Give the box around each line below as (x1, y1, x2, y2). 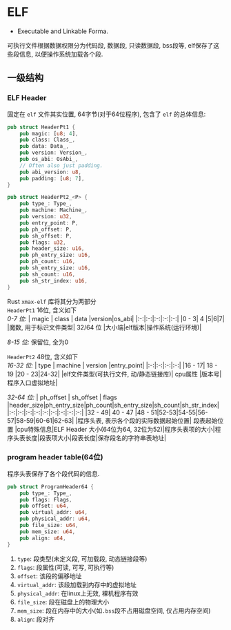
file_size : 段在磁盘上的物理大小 (17, 598, 110, 606)
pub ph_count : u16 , (19, 258, 76, 265)
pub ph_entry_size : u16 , (19, 251, 91, 259)
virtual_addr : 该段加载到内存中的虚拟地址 (17, 580, 137, 589)
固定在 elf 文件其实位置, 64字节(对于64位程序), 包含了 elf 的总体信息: (7, 110, 206, 118)
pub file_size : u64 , (19, 522, 79, 529)
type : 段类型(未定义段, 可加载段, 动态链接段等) (17, 554, 148, 563)
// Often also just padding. (19, 162, 103, 169)
